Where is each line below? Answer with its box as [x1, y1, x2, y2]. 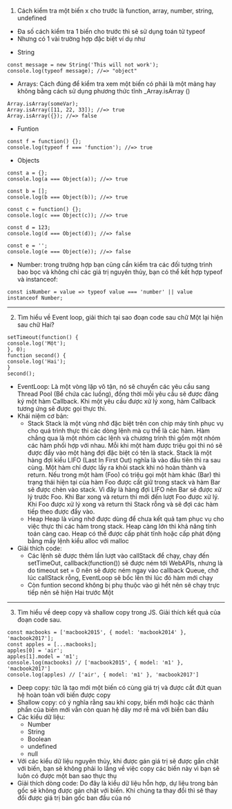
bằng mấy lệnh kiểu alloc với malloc [27, 537, 129, 545]
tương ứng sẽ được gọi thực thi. [17, 405, 107, 412]
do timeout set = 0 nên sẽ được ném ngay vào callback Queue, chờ [27, 566, 219, 574]
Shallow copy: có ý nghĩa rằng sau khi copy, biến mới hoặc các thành [17, 698, 214, 706]
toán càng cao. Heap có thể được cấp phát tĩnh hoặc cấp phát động [27, 529, 221, 538]
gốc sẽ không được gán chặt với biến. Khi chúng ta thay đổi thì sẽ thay [17, 786, 217, 794]
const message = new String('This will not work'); [7, 62, 159, 69]
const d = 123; [7, 224, 51, 231]
